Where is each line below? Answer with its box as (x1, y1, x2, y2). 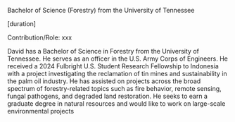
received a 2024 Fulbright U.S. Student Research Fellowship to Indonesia (7, 62, 220, 70)
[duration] (7, 20, 37, 28)
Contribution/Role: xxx (7, 33, 72, 42)
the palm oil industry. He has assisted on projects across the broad (7, 77, 201, 85)
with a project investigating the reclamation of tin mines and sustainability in (7, 70, 227, 78)
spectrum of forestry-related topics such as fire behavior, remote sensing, (7, 85, 222, 92)
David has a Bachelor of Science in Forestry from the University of (7, 47, 199, 55)
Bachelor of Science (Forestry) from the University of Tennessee (7, 6, 195, 14)
